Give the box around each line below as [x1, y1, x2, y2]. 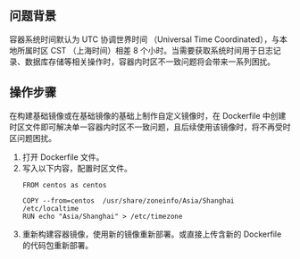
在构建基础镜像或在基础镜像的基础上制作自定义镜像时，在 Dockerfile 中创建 [9, 110, 287, 121]
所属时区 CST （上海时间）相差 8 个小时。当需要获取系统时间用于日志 [16, 45, 274, 55]
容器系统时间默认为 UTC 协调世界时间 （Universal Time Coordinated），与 [9, 34, 279, 45]
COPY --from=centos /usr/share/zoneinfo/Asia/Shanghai [21, 196, 235, 205]
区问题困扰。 [9, 132, 56, 143]
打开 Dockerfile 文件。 [21, 151, 104, 163]
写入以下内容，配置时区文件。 [21, 163, 132, 173]
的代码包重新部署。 [21, 239, 94, 250]
